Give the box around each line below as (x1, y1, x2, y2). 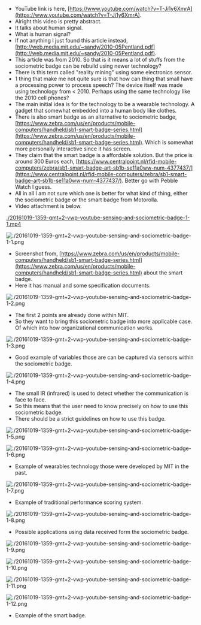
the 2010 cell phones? (14, 94, 69, 101)
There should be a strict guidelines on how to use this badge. (14, 415, 166, 422)
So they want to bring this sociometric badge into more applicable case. (14, 318, 193, 325)
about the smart (143, 269, 183, 276)
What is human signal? (14, 31, 71, 38)
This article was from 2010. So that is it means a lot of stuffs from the (14, 56, 185, 63)
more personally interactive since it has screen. (14, 145, 132, 152)
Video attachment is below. (14, 203, 82, 209)
